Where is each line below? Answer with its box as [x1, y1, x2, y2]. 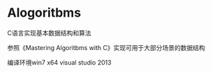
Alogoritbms [7, 5, 82, 21]
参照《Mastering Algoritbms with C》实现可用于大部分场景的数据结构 [7, 43, 206, 51]
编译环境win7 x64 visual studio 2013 [7, 58, 112, 67]
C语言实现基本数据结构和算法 [7, 29, 92, 37]
